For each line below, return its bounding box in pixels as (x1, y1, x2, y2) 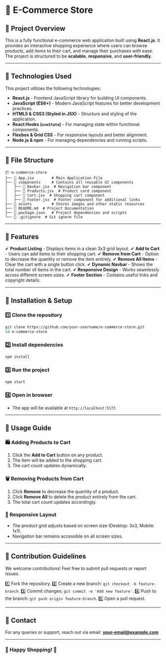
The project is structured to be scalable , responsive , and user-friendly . (5, 53, 152, 59)
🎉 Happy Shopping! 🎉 (5, 647, 57, 654)
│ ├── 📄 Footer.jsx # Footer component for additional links (5, 197, 140, 202)
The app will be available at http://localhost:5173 (12, 405, 116, 411)
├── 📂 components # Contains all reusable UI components (5, 179, 134, 185)
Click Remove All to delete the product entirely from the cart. (12, 493, 137, 500)
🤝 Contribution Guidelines (5, 552, 86, 561)
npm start (5, 379, 26, 385)
